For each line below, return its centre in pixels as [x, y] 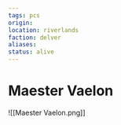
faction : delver [35, 37]
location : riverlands [44, 30]
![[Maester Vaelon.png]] [47, 112]
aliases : [22, 45]
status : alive [31, 52]
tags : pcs [24, 15]
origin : [21, 23]
